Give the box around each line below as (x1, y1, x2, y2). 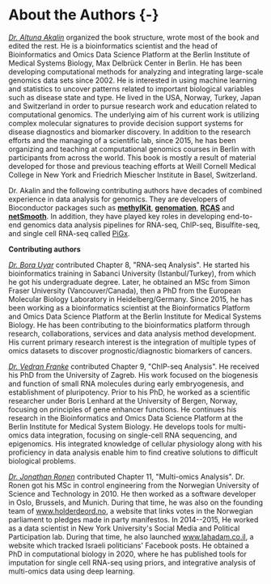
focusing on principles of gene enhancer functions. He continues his (8, 404, 237, 414)
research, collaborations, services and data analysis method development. (8, 328, 256, 338)
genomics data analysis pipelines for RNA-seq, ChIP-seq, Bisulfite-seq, (23, 220, 260, 230)
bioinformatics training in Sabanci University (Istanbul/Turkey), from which (8, 269, 256, 278)
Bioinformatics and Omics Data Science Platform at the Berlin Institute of (8, 49, 251, 59)
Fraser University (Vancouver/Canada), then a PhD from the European (8, 286, 241, 295)
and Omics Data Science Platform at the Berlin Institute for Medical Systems (8, 311, 261, 321)
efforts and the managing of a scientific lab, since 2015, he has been (8, 135, 236, 145)
